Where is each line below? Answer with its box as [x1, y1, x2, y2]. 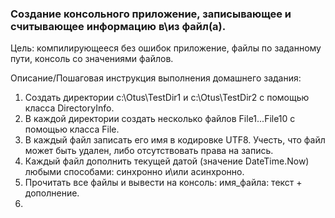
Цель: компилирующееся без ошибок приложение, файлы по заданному [10, 42, 322, 54]
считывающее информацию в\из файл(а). [10, 19, 227, 33]
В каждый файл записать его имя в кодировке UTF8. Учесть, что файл [24, 134, 326, 146]
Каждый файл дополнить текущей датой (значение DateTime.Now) [24, 155, 310, 167]
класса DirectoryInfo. [24, 102, 115, 114]
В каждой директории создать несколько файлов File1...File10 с [24, 113, 296, 125]
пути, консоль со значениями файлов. [10, 53, 174, 65]
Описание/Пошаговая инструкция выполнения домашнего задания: [10, 72, 302, 84]
